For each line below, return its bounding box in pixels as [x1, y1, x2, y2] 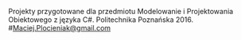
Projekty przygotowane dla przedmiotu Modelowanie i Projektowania [8, 7, 234, 16]
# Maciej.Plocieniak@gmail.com [8, 24, 111, 32]
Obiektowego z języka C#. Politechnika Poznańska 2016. [8, 15, 194, 24]
